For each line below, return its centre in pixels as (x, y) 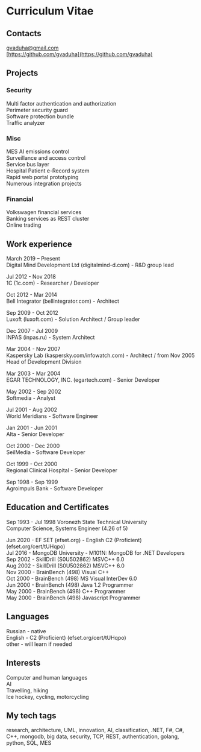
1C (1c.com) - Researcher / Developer (53, 283)
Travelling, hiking (27, 690)
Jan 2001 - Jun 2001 (32, 428)
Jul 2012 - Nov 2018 (31, 277)
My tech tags (31, 716)
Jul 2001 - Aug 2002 (32, 410)
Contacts (24, 33)
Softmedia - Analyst (31, 398)
